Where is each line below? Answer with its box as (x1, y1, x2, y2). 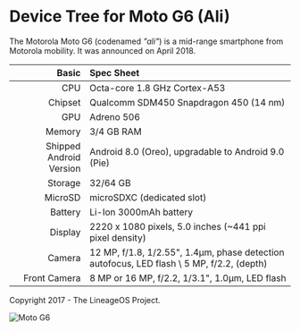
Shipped (46, 140, 81, 152)
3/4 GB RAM (88, 125, 142, 138)
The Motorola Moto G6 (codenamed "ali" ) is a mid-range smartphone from (9, 36, 284, 47)
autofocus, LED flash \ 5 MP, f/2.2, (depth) (88, 257, 268, 269)
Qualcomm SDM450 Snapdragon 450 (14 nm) (88, 96, 286, 108)
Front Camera (23, 271, 81, 284)
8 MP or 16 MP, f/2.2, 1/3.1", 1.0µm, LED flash (88, 271, 287, 284)
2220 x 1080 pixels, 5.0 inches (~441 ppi (88, 220, 266, 233)
